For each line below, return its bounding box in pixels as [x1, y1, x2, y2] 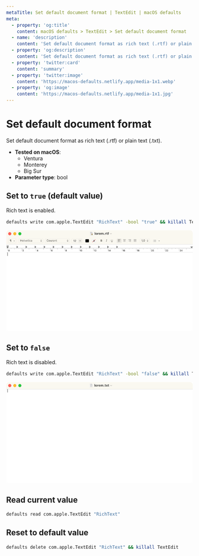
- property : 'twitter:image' [11, 72, 84, 78]
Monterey [23, 161, 47, 168]
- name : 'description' [11, 34, 68, 41]
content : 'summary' [17, 66, 65, 72]
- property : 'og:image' [11, 85, 70, 91]
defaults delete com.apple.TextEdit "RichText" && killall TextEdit [6, 544, 179, 550]
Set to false [6, 343, 50, 353]
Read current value [6, 495, 78, 505]
